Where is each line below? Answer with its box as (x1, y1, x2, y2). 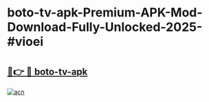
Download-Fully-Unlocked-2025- (7, 19, 203, 35)
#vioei (7, 34, 43, 49)
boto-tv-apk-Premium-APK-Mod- (7, 5, 203, 21)
